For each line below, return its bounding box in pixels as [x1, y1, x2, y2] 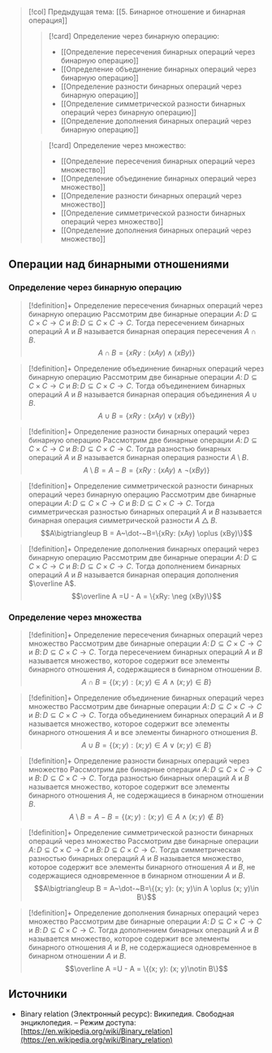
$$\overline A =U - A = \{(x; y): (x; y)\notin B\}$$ [64, 964, 229, 973]
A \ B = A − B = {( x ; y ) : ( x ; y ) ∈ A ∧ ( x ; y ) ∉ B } [68, 812, 225, 821]
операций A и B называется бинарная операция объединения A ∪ [28, 389, 257, 399]
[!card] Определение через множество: [48, 141, 187, 150]
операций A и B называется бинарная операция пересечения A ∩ [28, 326, 257, 336]
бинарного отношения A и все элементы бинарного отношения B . [28, 727, 258, 737]
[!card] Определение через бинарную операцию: [48, 32, 219, 41]
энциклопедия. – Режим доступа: [19, 1017, 136, 1027]
